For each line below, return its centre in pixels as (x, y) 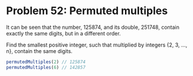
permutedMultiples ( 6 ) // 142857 (46, 67)
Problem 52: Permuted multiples (87, 11)
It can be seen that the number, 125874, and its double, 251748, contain (93, 27)
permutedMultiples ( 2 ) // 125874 (46, 62)
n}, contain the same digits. (39, 51)
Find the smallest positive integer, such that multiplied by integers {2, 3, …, (97, 45)
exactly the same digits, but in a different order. (63, 33)
